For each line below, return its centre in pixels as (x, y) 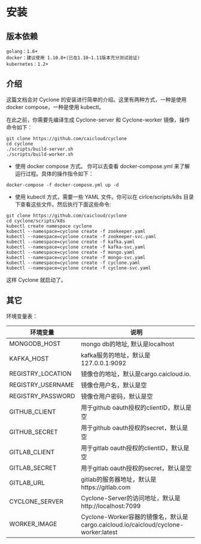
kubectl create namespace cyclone (49, 226)
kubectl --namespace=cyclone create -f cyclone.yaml (73, 263)
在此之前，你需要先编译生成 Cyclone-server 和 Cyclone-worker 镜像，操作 (98, 120)
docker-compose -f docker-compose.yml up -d (63, 185)
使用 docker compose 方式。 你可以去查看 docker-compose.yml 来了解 (102, 166)
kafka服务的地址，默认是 (115, 355)
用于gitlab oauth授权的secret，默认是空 (136, 468)
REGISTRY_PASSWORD (42, 396)
